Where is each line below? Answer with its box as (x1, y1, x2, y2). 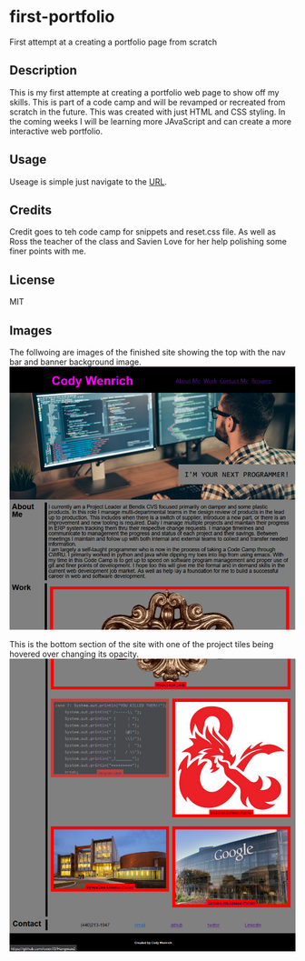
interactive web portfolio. (9, 125, 103, 136)
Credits (9, 202, 53, 217)
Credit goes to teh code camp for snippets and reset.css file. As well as (9, 226, 277, 237)
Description (9, 63, 77, 78)
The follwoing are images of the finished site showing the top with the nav (9, 347, 286, 357)
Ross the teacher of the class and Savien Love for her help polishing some (9, 236, 288, 247)
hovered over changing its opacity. (9, 648, 139, 659)
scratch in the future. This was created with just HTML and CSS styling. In (9, 106, 286, 117)
